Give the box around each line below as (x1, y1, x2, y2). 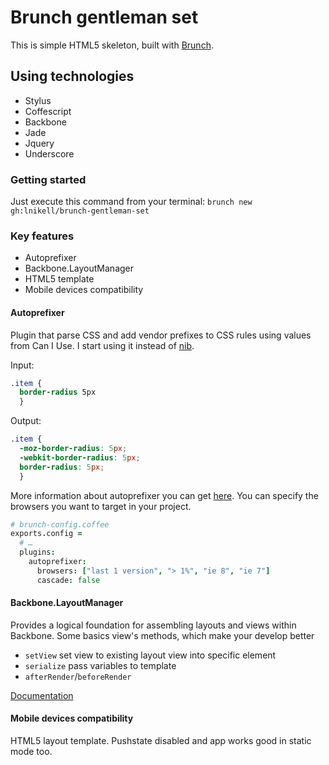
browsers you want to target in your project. (10, 500, 192, 512)
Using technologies (10, 68, 135, 85)
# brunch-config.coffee (10, 519, 110, 530)
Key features (10, 229, 75, 243)
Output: (10, 415, 42, 427)
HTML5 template (24, 273, 95, 285)
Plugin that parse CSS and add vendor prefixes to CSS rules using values (10, 329, 312, 341)
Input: (10, 359, 35, 371)
